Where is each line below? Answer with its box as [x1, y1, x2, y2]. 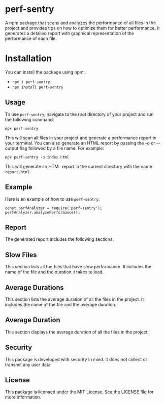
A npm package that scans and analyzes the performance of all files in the [5, 20, 156, 26]
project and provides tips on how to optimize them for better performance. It [5, 25, 160, 31]
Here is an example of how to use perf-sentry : [5, 196, 100, 202]
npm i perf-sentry [12, 79, 50, 84]
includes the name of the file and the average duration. [5, 301, 117, 307]
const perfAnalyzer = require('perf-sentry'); [5, 206, 102, 211]
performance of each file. [5, 36, 57, 41]
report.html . [5, 169, 31, 175]
